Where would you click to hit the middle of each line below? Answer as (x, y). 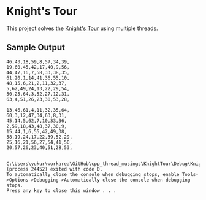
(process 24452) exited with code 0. (55, 169)
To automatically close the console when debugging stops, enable (93, 174)
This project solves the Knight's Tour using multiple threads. (82, 28)
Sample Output (36, 48)
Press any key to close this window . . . (61, 190)
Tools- (190, 174)
